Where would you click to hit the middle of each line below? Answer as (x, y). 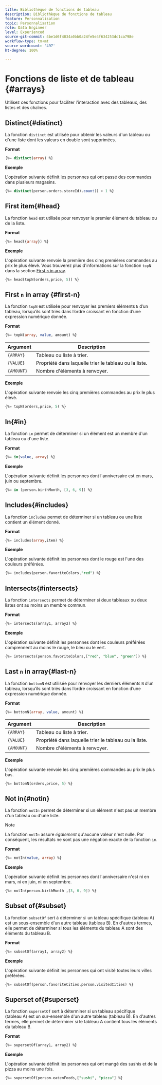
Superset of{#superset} (42, 1000)
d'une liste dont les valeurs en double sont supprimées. (61, 140)
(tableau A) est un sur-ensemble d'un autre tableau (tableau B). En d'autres (81, 1016)
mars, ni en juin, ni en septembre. (38, 882)
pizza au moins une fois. (29, 1069)
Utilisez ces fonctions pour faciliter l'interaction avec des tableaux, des (76, 102)
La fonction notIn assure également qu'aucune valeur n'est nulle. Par (74, 834)
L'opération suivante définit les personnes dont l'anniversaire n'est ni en (77, 877)
